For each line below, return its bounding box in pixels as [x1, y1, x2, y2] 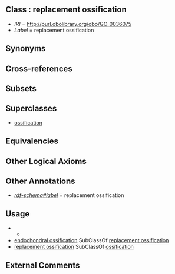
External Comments [5, 260, 80, 270]
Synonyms [5, 44, 46, 54]
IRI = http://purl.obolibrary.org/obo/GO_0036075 [14, 20, 132, 27]
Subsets [5, 83, 37, 93]
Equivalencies [5, 136, 58, 146]
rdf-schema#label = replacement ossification [14, 192, 124, 199]
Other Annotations [5, 176, 75, 186]
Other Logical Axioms [5, 156, 87, 166]
